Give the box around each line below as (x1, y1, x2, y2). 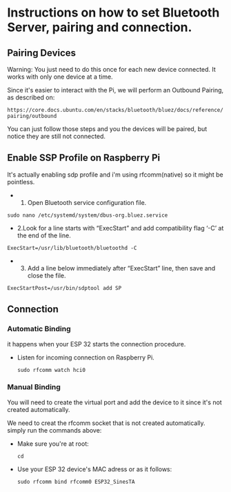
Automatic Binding (7, 324, 71, 334)
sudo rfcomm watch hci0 (17, 366, 86, 373)
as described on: (7, 93, 55, 101)
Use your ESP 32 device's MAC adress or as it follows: (17, 464, 172, 473)
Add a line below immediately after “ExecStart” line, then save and (27, 264, 216, 272)
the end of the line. (17, 231, 71, 239)
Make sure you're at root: (17, 440, 90, 448)
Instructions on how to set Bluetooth (7, 5, 220, 21)
